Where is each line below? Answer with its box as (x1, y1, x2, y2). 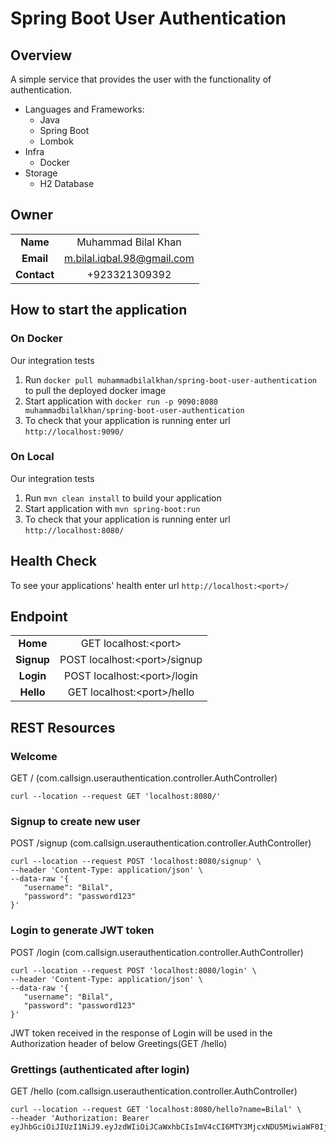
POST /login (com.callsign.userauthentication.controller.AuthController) (10, 946, 304, 958)
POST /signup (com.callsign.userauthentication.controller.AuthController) (10, 837, 312, 849)
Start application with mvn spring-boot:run (24, 502, 201, 514)
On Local (10, 450, 55, 464)
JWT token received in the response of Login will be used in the (10, 1027, 273, 1039)
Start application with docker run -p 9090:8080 (24, 395, 218, 407)
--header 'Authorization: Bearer (10, 1113, 150, 1123)
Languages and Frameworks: (24, 103, 145, 115)
